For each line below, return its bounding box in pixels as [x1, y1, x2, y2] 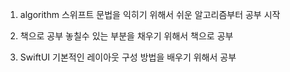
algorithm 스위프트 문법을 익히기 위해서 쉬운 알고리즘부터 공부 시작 [19, 9, 281, 20]
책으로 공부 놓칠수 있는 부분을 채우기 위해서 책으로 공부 [19, 30, 234, 42]
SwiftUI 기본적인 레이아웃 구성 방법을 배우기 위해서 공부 [19, 51, 237, 63]
